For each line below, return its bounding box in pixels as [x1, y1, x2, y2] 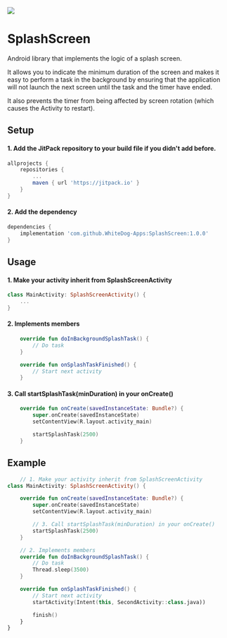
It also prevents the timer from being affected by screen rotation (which [7, 96, 214, 105]
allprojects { [7, 159, 49, 167]
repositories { [20, 166, 65, 173]
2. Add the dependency [7, 208, 77, 216]
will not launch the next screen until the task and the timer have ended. [7, 82, 213, 91]
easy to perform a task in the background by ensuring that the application [7, 75, 221, 84]
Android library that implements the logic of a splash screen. [7, 54, 182, 63]
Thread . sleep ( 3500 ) [32, 566, 90, 574]
